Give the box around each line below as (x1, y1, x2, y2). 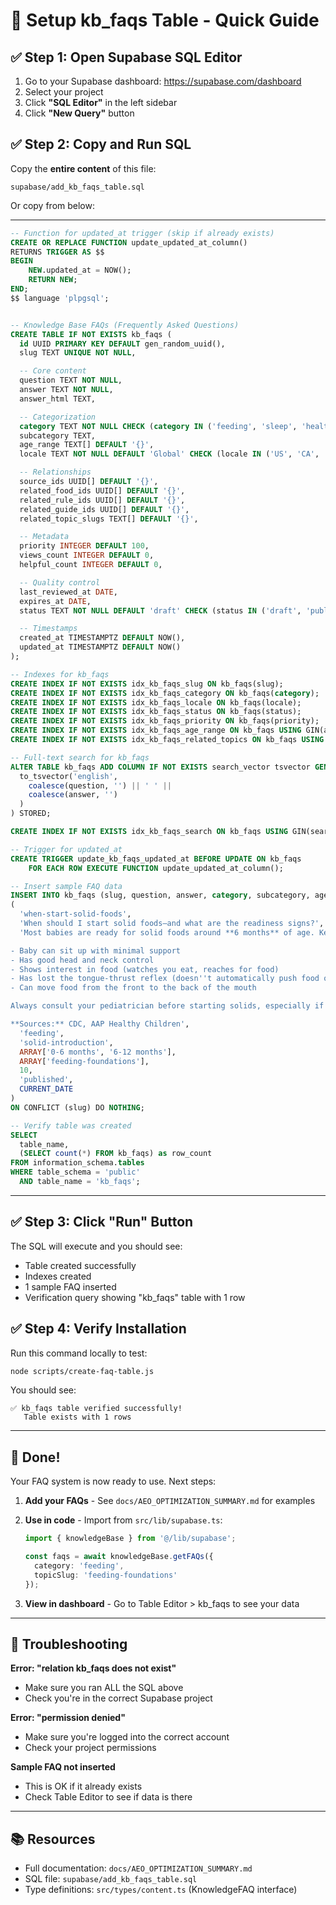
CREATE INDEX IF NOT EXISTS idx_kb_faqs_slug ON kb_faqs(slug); (10, 679, 284, 689)
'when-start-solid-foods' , (19, 909, 132, 919)
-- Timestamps (19, 624, 78, 634)
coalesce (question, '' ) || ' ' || (28, 780, 172, 791)
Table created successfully (24, 1259, 137, 1271)
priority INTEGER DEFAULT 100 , (19, 541, 150, 551)
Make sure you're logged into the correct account (24, 1731, 230, 1743)
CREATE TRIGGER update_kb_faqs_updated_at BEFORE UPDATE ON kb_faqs (10, 854, 302, 864)
